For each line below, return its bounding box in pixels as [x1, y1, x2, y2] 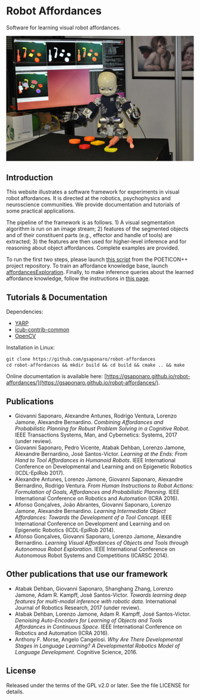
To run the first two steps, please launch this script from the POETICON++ [6, 256, 189, 263]
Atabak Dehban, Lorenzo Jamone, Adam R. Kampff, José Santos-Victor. [14, 610, 191, 618]
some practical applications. [6, 207, 76, 214]
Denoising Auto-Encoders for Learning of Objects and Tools [14, 616, 162, 624]
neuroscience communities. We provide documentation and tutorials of [6, 201, 180, 208]
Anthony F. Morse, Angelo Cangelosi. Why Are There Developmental [14, 635, 183, 643]
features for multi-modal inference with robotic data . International [14, 597, 177, 604]
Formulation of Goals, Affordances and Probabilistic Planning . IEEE [14, 489, 180, 496]
